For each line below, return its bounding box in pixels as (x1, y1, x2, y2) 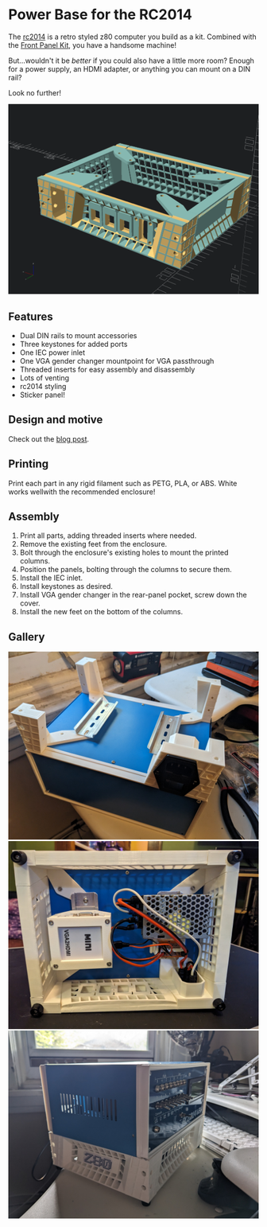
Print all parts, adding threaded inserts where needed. (19, 531, 197, 540)
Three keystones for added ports (19, 340, 128, 349)
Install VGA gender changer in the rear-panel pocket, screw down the (19, 590, 248, 600)
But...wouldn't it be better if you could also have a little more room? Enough (8, 56, 254, 65)
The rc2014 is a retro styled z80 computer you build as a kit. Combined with (8, 32, 257, 41)
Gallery (8, 630, 45, 644)
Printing (8, 458, 49, 471)
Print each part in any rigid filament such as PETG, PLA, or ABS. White (8, 478, 238, 488)
